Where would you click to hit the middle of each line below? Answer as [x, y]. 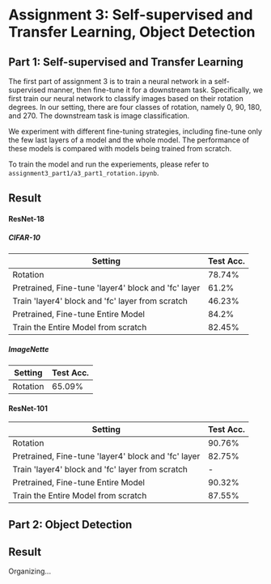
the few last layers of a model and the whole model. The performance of [129, 140]
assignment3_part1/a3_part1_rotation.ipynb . [84, 173]
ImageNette [29, 349]
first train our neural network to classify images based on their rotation [126, 98]
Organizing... [30, 571]
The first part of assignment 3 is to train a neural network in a [110, 81]
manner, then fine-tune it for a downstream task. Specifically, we [155, 90]
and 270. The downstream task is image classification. [99, 116]
